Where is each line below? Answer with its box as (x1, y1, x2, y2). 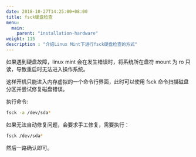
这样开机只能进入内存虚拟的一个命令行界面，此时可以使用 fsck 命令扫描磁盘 (6, 78, 189, 85)
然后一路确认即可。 (6, 144, 53, 151)
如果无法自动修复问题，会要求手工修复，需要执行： (6, 121, 130, 128)
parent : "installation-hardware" (16, 31, 99, 36)
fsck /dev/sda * (6, 133, 43, 139)
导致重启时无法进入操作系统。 (16, 65, 89, 72)
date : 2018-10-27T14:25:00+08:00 (6, 8, 88, 15)
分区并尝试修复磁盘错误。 (6, 85, 68, 92)
